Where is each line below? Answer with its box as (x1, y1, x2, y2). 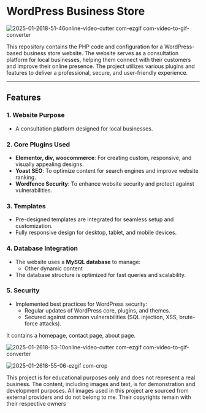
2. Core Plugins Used (6, 140, 71, 148)
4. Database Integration (6, 244, 78, 252)
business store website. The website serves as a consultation (23, 49, 179, 56)
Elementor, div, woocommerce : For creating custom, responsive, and (15, 154, 192, 161)
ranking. (15, 173, 37, 181)
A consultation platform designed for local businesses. (15, 124, 153, 132)
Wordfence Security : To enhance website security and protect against (15, 180, 194, 188)
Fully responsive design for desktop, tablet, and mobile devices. (15, 229, 177, 237)
